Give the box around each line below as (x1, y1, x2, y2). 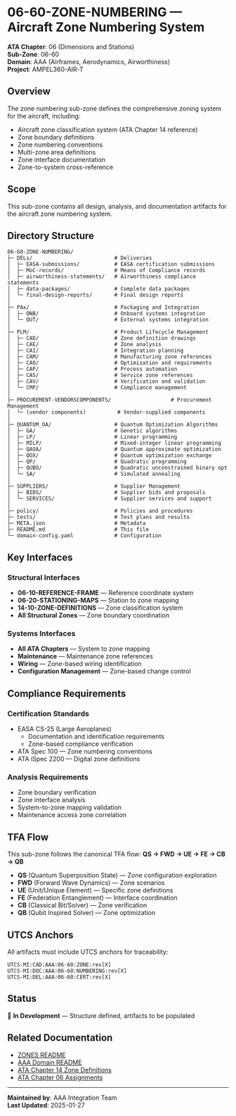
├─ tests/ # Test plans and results (7, 514, 190, 521)
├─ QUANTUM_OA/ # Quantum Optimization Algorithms (7, 421, 218, 429)
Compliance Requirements (7, 687, 126, 699)
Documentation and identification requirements (27, 732, 165, 741)
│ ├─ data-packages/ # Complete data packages (7, 286, 190, 293)
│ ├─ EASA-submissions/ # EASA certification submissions (7, 261, 216, 268)
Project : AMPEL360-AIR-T (7, 65, 84, 73)
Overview (7, 85, 51, 97)
